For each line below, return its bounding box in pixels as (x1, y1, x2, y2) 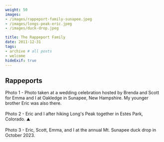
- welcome (5, 53, 26, 58)
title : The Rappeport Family (5, 35, 66, 40)
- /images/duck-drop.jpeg (5, 26, 59, 31)
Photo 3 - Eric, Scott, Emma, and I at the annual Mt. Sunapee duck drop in (5, 127, 157, 133)
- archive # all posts (5, 48, 52, 54)
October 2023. (5, 133, 35, 139)
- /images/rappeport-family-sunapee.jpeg (5, 16, 92, 21)
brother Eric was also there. (5, 100, 62, 106)
